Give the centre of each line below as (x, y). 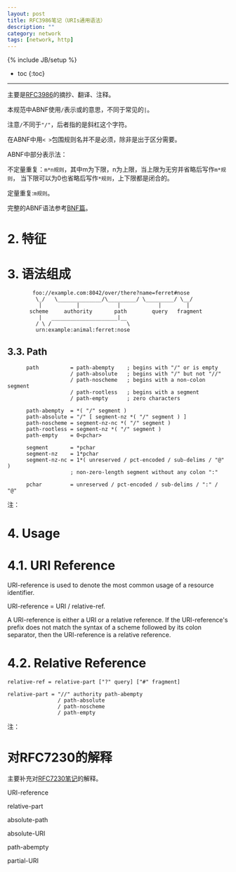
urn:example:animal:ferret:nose (83, 330)
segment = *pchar (61, 448)
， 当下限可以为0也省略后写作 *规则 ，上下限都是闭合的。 (93, 178)
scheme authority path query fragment (116, 312)
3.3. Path (27, 351)
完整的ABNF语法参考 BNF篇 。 (50, 208)
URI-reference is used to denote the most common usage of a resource (111, 585)
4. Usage (34, 533)
